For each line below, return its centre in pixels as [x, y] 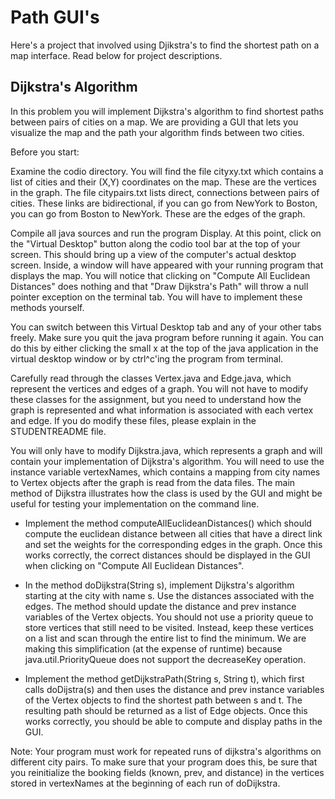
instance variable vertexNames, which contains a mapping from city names [165, 472]
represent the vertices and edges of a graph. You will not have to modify [159, 388]
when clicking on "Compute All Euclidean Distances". [134, 565]
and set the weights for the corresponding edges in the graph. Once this [173, 544]
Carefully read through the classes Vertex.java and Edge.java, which [151, 378]
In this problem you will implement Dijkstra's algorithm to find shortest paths [167, 111]
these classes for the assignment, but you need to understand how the [156, 399]
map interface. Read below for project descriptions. [116, 55]
